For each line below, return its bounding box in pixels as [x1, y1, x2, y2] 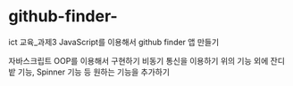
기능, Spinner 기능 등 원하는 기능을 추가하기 [17, 66, 171, 77]
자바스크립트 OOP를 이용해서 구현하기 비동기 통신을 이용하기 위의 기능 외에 [8, 55, 269, 66]
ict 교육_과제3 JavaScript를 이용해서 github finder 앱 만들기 [8, 36, 220, 47]
